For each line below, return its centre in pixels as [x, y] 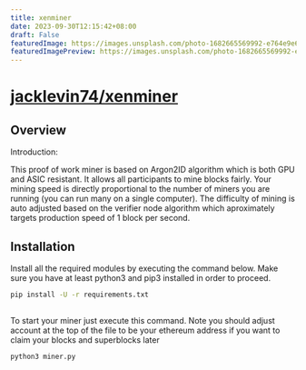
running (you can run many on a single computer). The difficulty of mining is [153, 199]
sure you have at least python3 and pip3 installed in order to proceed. [141, 277]
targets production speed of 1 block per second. [100, 218]
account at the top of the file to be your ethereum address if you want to [145, 330]
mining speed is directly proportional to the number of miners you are [140, 189]
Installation [43, 246]
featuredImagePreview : [53, 52]
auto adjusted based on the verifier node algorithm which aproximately [143, 208]
